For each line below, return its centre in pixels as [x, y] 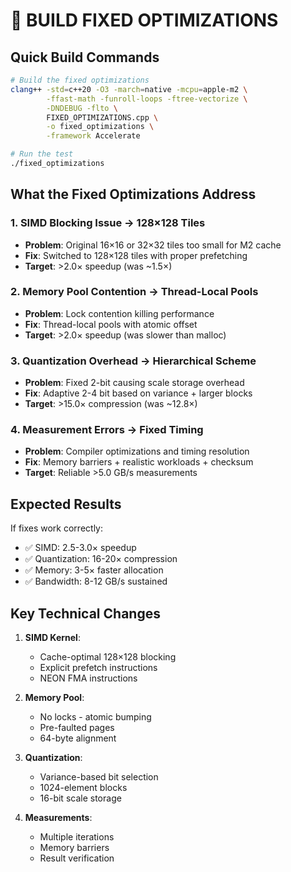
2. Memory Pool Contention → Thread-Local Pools [134, 292]
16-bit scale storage [80, 798]
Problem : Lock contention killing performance [119, 313]
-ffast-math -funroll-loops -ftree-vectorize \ [147, 99]
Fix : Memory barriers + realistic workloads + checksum [139, 462]
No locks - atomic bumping [95, 717]
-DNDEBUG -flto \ [82, 108]
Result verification [77, 858]
